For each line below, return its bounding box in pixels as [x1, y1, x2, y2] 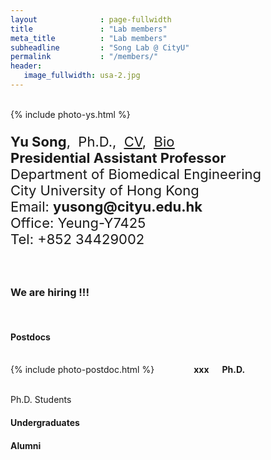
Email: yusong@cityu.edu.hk [10, 197, 203, 215]
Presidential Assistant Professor [10, 149, 227, 166]
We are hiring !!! [10, 285, 90, 299]
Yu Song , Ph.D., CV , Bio [10, 132, 175, 150]
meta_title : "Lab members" [10, 33, 168, 43]
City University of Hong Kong [10, 181, 200, 199]
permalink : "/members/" [10, 52, 159, 62]
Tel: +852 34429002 [10, 230, 145, 248]
